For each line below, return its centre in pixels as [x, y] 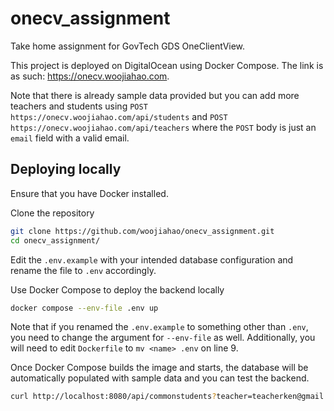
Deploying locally [66, 169]
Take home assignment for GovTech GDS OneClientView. [128, 46]
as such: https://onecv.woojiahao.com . [90, 76]
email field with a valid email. [70, 138]
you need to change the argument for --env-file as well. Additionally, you [163, 338]
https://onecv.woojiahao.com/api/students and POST [119, 116]
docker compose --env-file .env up [84, 308]
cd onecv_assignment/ [55, 240]
